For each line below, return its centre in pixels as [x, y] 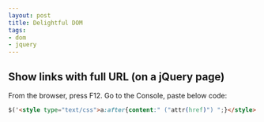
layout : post [30, 15]
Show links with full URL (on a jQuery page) [117, 77]
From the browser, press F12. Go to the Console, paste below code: [118, 95]
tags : [17, 30]
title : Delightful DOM [45, 23]
